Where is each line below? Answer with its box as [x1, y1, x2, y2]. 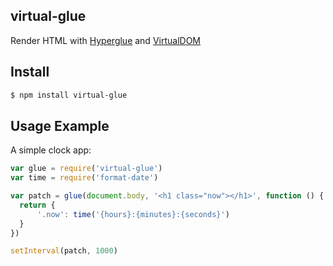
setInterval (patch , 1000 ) [10, 246, 118, 256]
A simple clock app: [10, 144, 92, 156]
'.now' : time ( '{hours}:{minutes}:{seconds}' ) [36, 209, 230, 219]
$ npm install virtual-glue [10, 90, 128, 100]
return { [19, 200, 56, 210]
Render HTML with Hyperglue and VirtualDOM [10, 34, 201, 46]
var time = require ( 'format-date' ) [10, 173, 159, 183]
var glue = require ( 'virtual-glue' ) [10, 164, 163, 174]
